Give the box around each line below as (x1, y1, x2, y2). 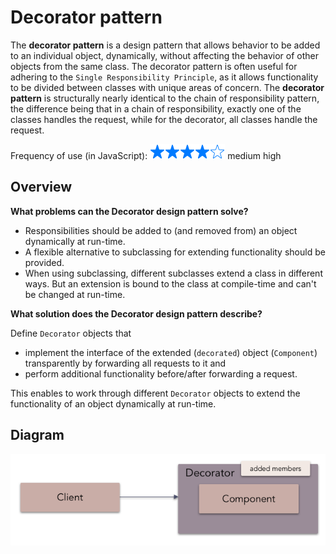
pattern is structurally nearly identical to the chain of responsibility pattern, (10, 92, 320, 104)
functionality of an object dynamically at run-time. (10, 397, 217, 410)
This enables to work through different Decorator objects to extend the (10, 387, 301, 399)
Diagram (10, 427, 65, 444)
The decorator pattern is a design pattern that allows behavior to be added (10, 39, 321, 51)
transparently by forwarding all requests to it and (24, 357, 227, 369)
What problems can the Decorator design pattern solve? (10, 205, 249, 217)
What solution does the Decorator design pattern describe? (10, 307, 263, 320)
